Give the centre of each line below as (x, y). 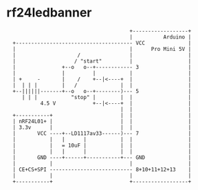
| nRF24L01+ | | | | (102, 121)
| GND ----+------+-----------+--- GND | (102, 157)
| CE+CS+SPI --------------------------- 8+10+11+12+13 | (102, 169)
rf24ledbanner (49, 13)
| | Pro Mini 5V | (102, 49)
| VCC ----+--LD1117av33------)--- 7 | (102, 133)
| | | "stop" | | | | (107, 97)
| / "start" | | (102, 61)
